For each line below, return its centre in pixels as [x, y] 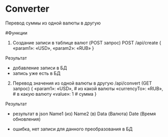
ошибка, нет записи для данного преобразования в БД [73, 129]
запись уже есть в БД [36, 73]
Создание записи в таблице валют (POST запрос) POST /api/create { [87, 43]
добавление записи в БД [40, 68]
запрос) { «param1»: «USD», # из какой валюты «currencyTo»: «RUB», [88, 88]
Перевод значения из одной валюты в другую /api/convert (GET [82, 83]
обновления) [26, 119]
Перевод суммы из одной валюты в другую [53, 23]
